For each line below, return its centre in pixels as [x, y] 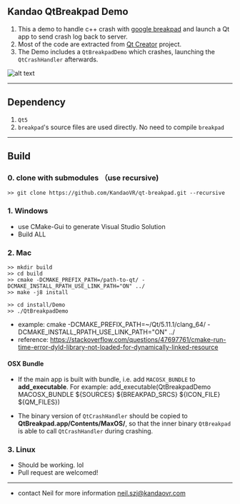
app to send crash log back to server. [73, 36]
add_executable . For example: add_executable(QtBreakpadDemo [114, 387]
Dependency [36, 102]
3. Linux [21, 450]
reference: [33, 339]
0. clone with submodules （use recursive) [83, 178]
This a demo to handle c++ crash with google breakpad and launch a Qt [124, 29]
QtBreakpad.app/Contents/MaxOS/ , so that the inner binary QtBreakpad [124, 423]
